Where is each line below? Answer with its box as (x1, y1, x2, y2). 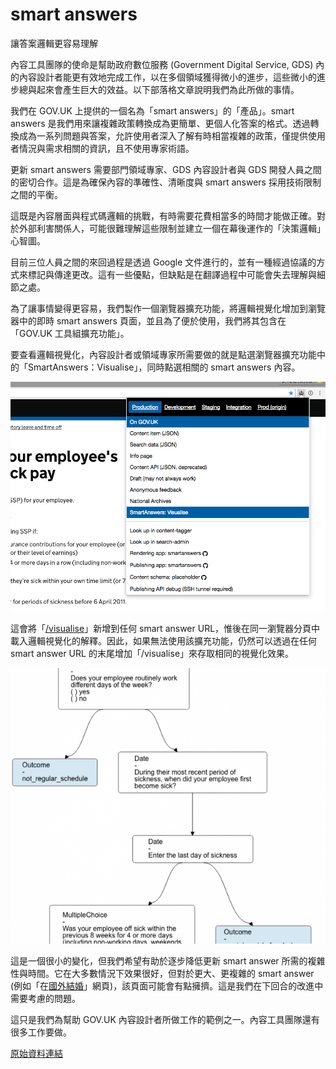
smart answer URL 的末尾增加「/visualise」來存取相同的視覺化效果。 (10, 647, 295, 659)
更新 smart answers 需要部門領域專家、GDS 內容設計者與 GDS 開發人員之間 (10, 163, 322, 175)
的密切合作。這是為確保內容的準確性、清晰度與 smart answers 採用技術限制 (10, 176, 322, 188)
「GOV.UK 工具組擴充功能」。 (10, 327, 130, 339)
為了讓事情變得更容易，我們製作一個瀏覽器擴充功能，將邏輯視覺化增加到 (10, 302, 308, 314)
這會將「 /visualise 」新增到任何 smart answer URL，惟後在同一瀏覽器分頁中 (10, 622, 321, 634)
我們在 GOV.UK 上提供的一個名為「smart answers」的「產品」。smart (10, 104, 295, 117)
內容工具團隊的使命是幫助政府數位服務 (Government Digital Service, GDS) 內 (10, 58, 325, 70)
